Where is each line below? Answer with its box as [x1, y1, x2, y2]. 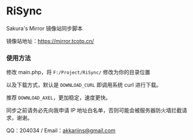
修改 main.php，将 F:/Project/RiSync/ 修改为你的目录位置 [6, 69, 150, 76]
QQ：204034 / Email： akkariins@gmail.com [6, 127, 116, 134]
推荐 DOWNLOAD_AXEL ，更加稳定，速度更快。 [6, 94, 111, 101]
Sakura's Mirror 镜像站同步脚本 [6, 25, 83, 32]
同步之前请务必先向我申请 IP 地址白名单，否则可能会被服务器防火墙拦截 [6, 106, 182, 114]
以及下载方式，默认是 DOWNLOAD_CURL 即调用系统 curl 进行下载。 [6, 81, 162, 89]
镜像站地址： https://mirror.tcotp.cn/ [6, 37, 94, 44]
